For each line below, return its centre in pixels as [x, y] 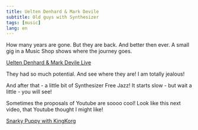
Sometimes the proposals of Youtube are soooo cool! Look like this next [94, 103]
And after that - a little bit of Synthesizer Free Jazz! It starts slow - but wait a [99, 86]
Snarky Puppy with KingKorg [41, 121]
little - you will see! [29, 92]
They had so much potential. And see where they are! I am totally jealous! [95, 74]
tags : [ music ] [24, 22]
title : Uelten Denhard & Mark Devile [53, 12]
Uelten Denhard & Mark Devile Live [49, 63]
